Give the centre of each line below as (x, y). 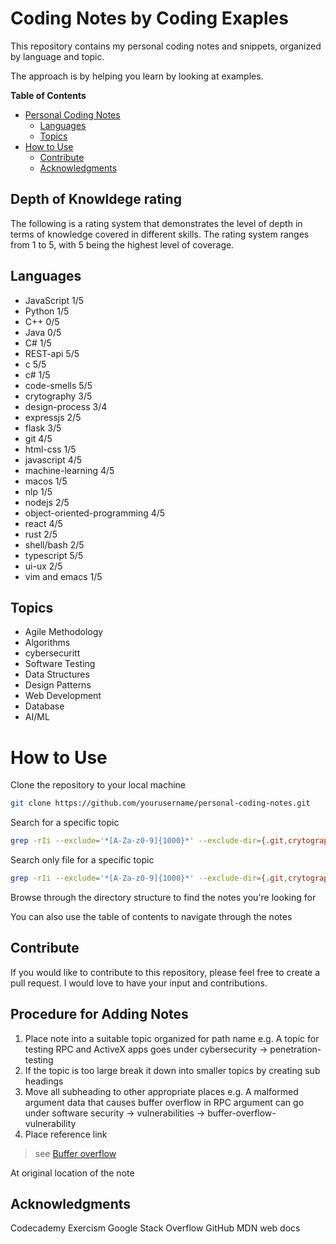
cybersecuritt (52, 653)
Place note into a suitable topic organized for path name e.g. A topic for (172, 1038)
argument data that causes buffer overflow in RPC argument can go (164, 1102)
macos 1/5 (46, 481)
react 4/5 (43, 523)
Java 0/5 (43, 332)
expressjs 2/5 (53, 417)
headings (44, 1081)
